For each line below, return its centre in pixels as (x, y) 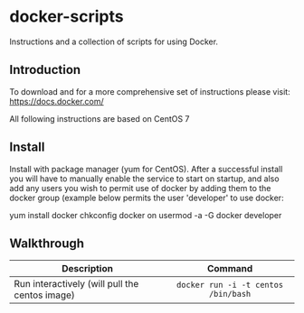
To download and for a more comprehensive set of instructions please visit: (150, 91)
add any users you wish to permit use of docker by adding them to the (140, 188)
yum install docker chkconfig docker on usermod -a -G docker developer (146, 215)
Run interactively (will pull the (76, 284)
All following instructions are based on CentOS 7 (100, 118)
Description (87, 269)
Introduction (45, 70)
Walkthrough (47, 243)
